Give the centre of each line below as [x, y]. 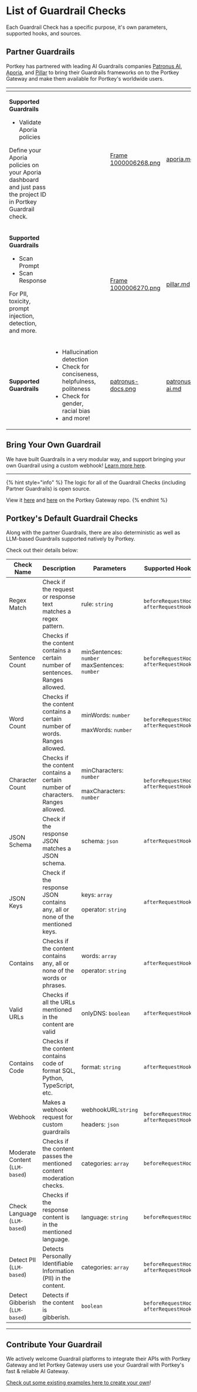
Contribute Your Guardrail [54, 1345]
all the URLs [58, 1002]
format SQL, [59, 1071]
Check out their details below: [42, 550]
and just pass [27, 187]
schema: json [100, 841]
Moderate [23, 1152]
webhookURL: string [110, 1110]
